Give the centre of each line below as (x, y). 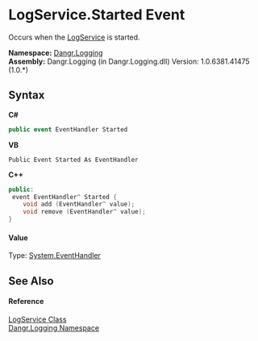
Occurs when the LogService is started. (74, 37)
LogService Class (37, 319)
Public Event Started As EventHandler (73, 160)
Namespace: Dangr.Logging (56, 52)
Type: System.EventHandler (54, 256)
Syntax (27, 96)
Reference (26, 301)
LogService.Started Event (97, 15)
